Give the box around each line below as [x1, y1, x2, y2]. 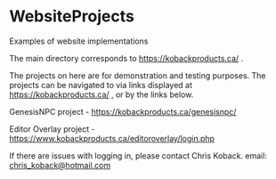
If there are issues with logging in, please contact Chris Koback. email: [9, 150, 267, 161]
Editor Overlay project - [9, 123, 95, 134]
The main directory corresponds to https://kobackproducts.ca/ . [9, 53, 244, 63]
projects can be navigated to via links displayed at [9, 79, 193, 90]
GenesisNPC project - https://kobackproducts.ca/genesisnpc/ [9, 106, 237, 117]
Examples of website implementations [9, 36, 149, 46]
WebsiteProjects [9, 6, 135, 27]
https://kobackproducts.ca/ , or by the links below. [9, 89, 194, 100]
